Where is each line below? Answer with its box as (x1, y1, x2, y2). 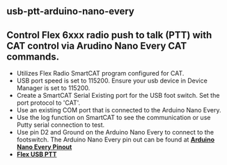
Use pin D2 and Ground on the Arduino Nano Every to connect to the (16, 128, 214, 137)
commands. (6, 51, 60, 62)
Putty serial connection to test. (16, 121, 105, 129)
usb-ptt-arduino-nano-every (6, 6, 135, 17)
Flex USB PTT (16, 150, 57, 159)
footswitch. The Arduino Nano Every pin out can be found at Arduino (16, 135, 215, 144)
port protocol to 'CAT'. (16, 98, 81, 107)
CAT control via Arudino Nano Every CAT (6, 40, 187, 51)
